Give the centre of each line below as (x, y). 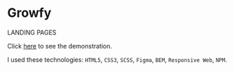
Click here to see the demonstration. (60, 46)
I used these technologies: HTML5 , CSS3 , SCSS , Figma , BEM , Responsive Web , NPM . (117, 59)
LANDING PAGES (32, 32)
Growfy (29, 13)
